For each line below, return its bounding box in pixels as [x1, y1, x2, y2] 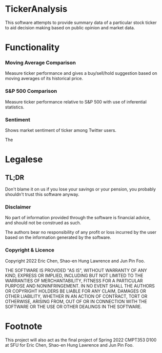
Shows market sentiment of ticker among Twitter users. [5, 127, 117, 133]
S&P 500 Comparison [5, 88, 57, 95]
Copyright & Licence [5, 247, 55, 253]
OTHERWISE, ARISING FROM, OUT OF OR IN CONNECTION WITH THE [5, 298, 147, 304]
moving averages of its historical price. [5, 76, 83, 82]
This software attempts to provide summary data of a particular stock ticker [5, 20, 157, 25]
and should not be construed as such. [5, 220, 81, 226]
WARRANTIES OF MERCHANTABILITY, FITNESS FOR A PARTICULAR [5, 277, 143, 284]
